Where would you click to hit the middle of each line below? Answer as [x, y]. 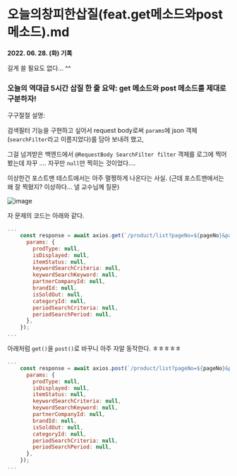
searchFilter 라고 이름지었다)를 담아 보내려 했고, [77, 139]
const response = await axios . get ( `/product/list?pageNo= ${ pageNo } [121, 236]
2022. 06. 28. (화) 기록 [40, 53]
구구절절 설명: [26, 115]
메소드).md [38, 32]
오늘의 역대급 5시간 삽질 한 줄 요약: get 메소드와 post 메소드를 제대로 [117, 88]
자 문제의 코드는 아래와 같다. [46, 215]
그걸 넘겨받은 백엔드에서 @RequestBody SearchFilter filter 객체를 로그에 [110, 154]
